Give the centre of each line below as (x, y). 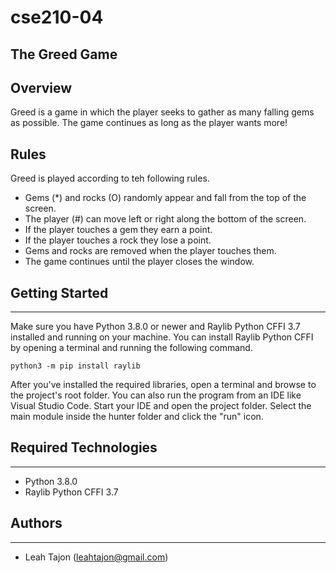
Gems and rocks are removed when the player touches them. (150, 251)
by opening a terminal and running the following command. (131, 348)
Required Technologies (84, 447)
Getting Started (59, 292)
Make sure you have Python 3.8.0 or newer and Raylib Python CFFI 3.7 (155, 327)
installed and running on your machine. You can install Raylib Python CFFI (162, 337)
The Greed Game (64, 54)
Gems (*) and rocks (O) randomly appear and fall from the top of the (165, 198)
